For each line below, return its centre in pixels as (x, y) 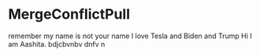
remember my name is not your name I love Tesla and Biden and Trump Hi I (130, 36)
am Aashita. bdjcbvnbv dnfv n (57, 44)
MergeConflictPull (69, 14)
